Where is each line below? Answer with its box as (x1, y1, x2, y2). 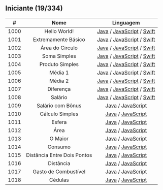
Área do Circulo (40, 44, 78, 51)
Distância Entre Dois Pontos (26, 151, 92, 159)
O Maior (49, 135, 69, 142)
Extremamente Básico (32, 36, 85, 43)
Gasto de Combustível (32, 168, 86, 175)
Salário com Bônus (37, 102, 82, 109)
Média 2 (49, 77, 69, 84)
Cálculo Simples (40, 110, 79, 117)
